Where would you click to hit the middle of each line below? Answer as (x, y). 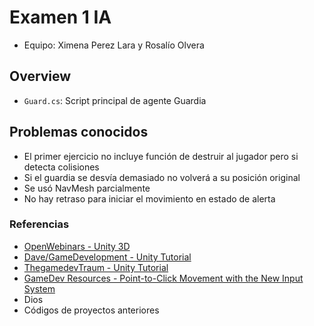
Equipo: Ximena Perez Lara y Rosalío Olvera (114, 45)
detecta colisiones (61, 167)
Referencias (39, 224)
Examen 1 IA (60, 17)
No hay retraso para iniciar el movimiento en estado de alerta (149, 198)
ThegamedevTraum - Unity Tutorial (96, 267)
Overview (40, 76)
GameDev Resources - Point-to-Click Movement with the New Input (163, 278)
